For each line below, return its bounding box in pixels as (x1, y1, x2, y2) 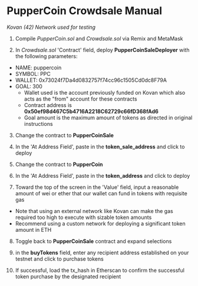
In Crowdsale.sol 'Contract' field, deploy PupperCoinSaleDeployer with (15, 46, 190, 54)
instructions (24, 120, 53, 127)
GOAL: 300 (15, 82, 43, 89)
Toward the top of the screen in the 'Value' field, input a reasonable (15, 184, 179, 191)
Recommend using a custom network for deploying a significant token (15, 220, 186, 227)
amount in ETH (15, 226, 52, 233)
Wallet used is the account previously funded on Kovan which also (24, 89, 186, 96)
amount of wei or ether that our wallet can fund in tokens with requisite (15, 189, 187, 197)
